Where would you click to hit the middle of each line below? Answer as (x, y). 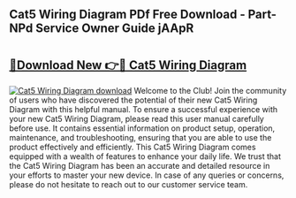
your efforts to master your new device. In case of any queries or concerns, (147, 175)
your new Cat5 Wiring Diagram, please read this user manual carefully (137, 119)
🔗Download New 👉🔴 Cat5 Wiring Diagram (128, 65)
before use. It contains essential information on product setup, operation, (142, 128)
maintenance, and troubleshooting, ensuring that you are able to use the (140, 137)
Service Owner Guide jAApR (114, 29)
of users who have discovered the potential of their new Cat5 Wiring (133, 100)
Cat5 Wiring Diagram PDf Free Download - (127, 15)
